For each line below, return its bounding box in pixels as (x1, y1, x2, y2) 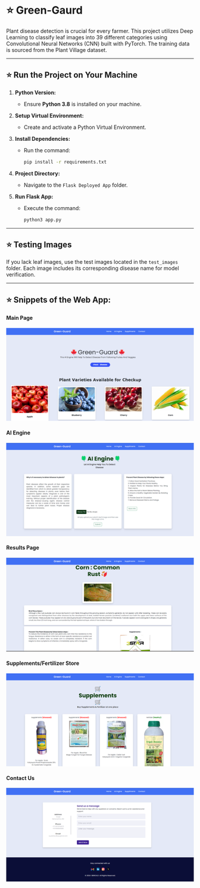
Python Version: (14, 89, 57, 96)
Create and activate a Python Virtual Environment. (23, 124, 146, 131)
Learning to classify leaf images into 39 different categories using (6, 33, 168, 41)
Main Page (6, 314, 33, 322)
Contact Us (6, 774, 35, 781)
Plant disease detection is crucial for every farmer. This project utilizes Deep (6, 27, 193, 35)
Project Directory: (14, 169, 61, 177)
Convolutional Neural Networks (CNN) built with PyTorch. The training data (6, 40, 190, 47)
